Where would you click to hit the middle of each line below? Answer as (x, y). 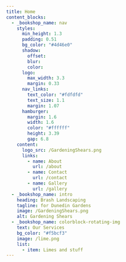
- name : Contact (47, 172)
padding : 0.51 (39, 39)
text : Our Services (41, 227)
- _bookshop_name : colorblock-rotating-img (66, 222)
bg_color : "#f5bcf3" (42, 233)
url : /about (47, 167)
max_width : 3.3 (46, 78)
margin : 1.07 (43, 106)
